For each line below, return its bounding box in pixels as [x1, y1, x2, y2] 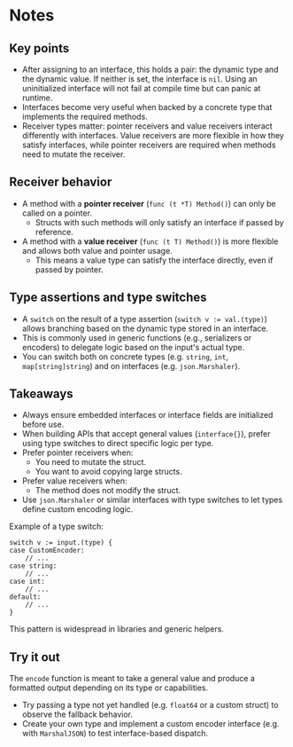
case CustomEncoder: [9, 546, 86, 555]
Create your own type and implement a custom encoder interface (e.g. [21, 719, 280, 729]
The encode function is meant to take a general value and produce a [9, 673, 255, 684]
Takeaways [9, 387, 73, 402]
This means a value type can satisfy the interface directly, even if [35, 255, 274, 265]
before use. [21, 419, 65, 430]
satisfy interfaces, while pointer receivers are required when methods [21, 139, 276, 150]
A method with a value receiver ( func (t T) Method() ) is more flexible [21, 236, 279, 247]
